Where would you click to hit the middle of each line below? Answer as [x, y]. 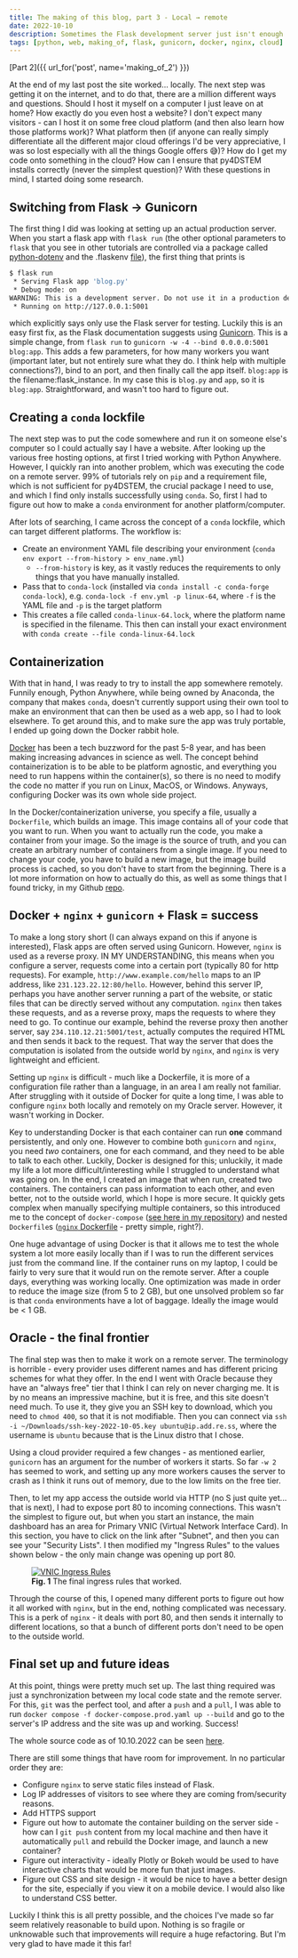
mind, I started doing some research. [77, 180]
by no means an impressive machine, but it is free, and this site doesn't [139, 1397]
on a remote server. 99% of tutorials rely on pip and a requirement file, [138, 477]
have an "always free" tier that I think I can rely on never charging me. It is [144, 1387]
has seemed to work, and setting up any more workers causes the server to [147, 1471]
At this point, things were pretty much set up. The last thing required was [142, 1685]
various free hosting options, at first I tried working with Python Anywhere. [145, 458]
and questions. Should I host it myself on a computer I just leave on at [137, 104]
